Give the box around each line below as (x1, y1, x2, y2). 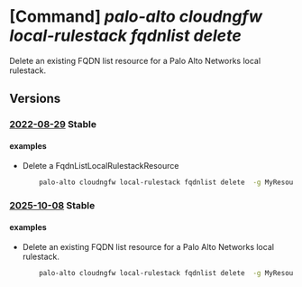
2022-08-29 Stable (9, 118, 97, 131)
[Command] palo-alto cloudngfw (9, 6, 263, 27)
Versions (9, 91, 61, 106)
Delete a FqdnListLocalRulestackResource (22, 161, 179, 171)
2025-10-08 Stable (9, 199, 96, 212)
